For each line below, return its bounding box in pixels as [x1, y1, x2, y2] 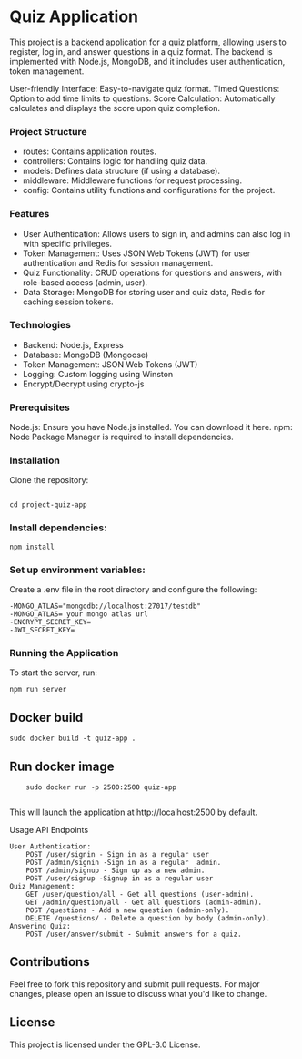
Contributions [9, 954, 90, 970]
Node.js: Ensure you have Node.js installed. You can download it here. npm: [9, 422, 293, 433]
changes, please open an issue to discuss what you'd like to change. [9, 988, 267, 999]
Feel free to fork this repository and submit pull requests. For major [9, 978, 261, 990]
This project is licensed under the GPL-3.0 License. [9, 1039, 202, 1050]
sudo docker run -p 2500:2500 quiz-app [25, 782, 177, 792]
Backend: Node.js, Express [22, 339, 125, 350]
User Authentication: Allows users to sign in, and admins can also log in [22, 228, 291, 239]
